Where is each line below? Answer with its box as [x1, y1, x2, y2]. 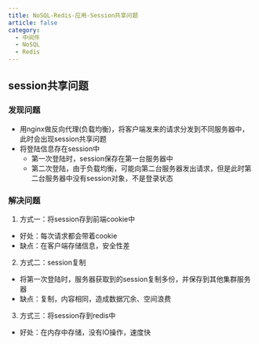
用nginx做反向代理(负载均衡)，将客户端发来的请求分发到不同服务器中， [19, 124, 250, 134]
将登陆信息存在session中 [19, 143, 100, 154]
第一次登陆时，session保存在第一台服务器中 [31, 154, 173, 163]
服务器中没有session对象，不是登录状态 [45, 173, 173, 183]
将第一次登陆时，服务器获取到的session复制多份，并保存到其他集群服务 [19, 274, 251, 283]
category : [8, 26, 41, 34]
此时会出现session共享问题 [19, 134, 108, 143]
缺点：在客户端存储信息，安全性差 [19, 241, 130, 250]
